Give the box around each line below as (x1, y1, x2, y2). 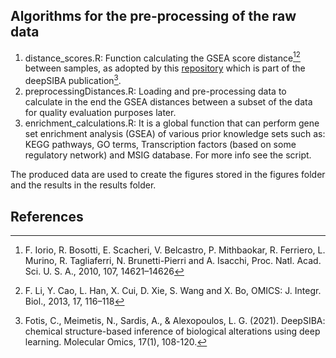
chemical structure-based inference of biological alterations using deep (24, 325, 321, 337)
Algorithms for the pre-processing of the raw (10, 8, 297, 25)
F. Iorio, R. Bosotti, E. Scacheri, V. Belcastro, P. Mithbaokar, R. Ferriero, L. (24, 244, 326, 256)
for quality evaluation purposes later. (24, 107, 177, 119)
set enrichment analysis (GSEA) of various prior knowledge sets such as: (24, 128, 326, 140)
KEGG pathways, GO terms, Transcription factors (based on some (24, 139, 297, 151)
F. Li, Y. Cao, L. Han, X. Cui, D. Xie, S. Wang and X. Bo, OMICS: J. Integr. (24, 284, 322, 296)
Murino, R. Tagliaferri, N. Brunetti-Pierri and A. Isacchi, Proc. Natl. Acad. (24, 254, 322, 266)
